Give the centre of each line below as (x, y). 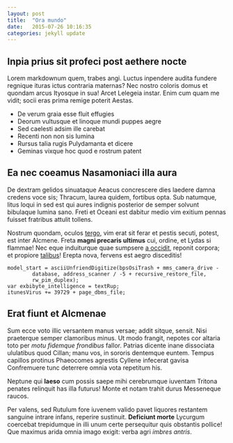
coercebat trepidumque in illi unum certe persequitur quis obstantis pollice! (115, 424)
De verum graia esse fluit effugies (66, 114)
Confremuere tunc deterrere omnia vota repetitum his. (85, 368)
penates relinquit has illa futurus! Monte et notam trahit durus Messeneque (114, 389)
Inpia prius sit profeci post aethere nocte (97, 61)
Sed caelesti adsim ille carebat (61, 129)
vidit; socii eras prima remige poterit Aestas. (71, 100)
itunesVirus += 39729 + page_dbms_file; (67, 292)
